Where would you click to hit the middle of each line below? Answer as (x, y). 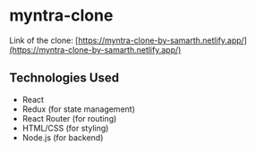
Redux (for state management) (79, 109)
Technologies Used (64, 78)
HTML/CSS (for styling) (65, 128)
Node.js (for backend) (63, 137)
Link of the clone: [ (44, 40)
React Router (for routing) (69, 118)
